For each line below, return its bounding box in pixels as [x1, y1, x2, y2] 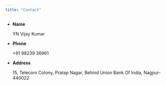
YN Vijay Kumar [12, 30, 45, 36]
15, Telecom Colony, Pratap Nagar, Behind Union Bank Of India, [12, 69, 142, 75]
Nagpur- [143, 69, 161, 75]
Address [12, 59, 31, 65]
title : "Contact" [5, 7, 41, 12]
